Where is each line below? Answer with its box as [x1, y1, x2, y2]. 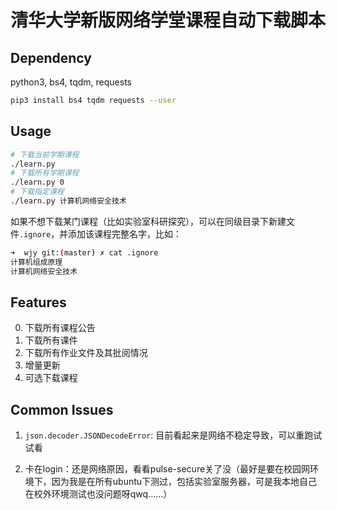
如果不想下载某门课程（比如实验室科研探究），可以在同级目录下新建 [10, 215, 287, 227]
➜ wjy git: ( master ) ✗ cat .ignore [10, 247, 159, 258]
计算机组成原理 [10, 257, 63, 267]
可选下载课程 [24, 372, 78, 384]
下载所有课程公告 [24, 322, 96, 334]
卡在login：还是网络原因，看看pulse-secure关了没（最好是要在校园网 [24, 463, 311, 475]
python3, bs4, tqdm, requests [10, 76, 132, 88]
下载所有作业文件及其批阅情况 [24, 347, 148, 359]
